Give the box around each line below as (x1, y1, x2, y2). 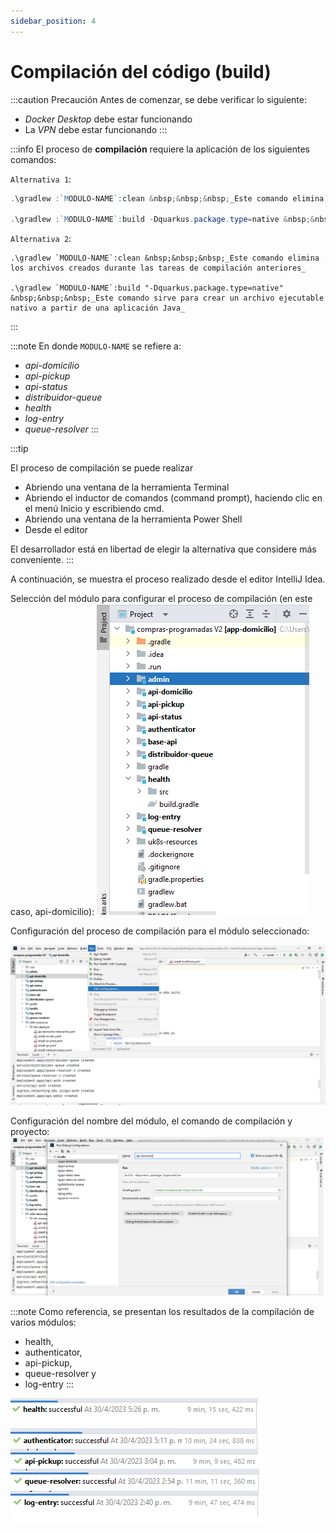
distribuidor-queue (24, 391, 103, 404)
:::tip (10, 443, 29, 455)
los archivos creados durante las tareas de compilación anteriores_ (10, 263, 307, 274)
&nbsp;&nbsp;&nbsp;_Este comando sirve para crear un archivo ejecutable (10, 293, 325, 304)
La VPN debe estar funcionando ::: (24, 123, 168, 135)
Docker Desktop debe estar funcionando (24, 113, 193, 125)
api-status (24, 381, 68, 393)
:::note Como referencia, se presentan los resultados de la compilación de (10, 1305, 315, 1317)
